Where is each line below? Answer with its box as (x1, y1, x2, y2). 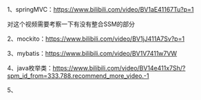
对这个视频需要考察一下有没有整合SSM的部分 (7, 20, 136, 28)
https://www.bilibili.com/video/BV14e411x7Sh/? (52, 64, 186, 72)
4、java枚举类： (7, 64, 53, 72)
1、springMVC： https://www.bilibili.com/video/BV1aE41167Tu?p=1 (7, 6, 194, 13)
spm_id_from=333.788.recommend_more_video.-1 (7, 72, 149, 80)
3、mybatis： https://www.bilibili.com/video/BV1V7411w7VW (7, 50, 178, 57)
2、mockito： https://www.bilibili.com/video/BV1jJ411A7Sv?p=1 (7, 34, 184, 43)
